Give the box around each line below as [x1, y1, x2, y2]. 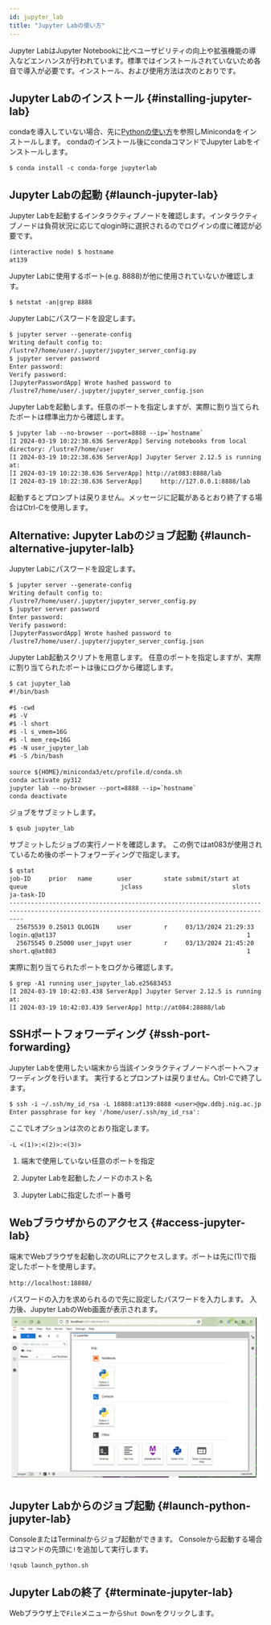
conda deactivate [9, 792, 68, 800]
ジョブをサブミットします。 [9, 807, 101, 817]
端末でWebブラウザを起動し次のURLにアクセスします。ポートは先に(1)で [9, 1252, 249, 1261]
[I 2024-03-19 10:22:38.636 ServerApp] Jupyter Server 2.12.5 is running [9, 453, 262, 462]
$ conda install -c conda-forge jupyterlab [9, 164, 158, 172]
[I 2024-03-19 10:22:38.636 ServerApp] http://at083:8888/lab [9, 469, 222, 478]
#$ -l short [9, 720, 49, 728]
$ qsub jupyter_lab [9, 824, 75, 832]
